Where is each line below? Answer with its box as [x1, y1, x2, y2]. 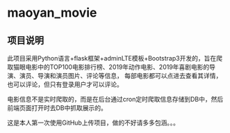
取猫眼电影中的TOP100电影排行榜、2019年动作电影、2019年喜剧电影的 [7, 63, 210, 71]
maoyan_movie [7, 5, 97, 21]
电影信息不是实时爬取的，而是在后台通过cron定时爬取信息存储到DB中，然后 [7, 95, 224, 103]
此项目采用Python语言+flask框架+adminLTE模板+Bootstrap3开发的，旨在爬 [7, 54, 222, 62]
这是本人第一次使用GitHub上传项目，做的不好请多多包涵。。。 [7, 118, 179, 127]
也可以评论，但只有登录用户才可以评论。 [7, 80, 123, 88]
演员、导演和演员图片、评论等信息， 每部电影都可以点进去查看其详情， [19, 72, 222, 79]
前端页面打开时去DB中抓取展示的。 [7, 104, 108, 112]
